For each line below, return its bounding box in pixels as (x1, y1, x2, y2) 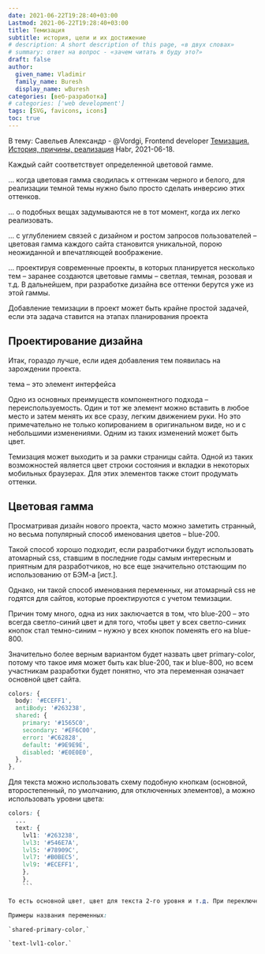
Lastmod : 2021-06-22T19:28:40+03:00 (8, 19, 129, 27)
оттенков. (8, 191, 41, 201)
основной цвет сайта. (8, 674, 81, 684)
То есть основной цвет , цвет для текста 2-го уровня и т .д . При (8, 897, 224, 905)
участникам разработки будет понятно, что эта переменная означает (8, 666, 244, 675)
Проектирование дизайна (8, 335, 144, 348)
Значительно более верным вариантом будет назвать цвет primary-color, (8, 649, 256, 659)
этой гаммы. (8, 287, 50, 297)
